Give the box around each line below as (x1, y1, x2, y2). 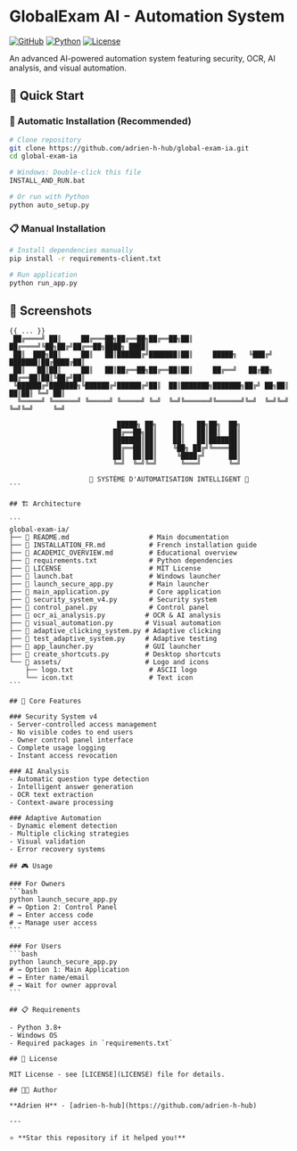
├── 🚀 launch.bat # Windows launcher (9, 572, 221, 581)
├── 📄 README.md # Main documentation (9, 533, 229, 542)
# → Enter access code (9, 911, 94, 920)
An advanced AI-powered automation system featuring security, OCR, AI (9, 53, 276, 63)
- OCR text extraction (9, 791, 94, 800)
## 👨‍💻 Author (9, 1086, 58, 1095)
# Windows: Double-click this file (9, 168, 142, 177)
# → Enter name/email (9, 974, 90, 982)
